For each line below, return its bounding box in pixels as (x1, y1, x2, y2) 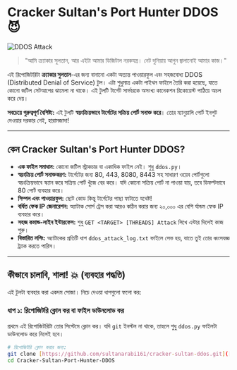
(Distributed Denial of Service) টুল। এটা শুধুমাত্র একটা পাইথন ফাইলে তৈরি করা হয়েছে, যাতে (7, 78, 218, 87)
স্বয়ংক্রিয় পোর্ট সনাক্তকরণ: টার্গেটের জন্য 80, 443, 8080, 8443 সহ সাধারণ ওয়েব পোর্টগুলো (17, 170, 209, 178)
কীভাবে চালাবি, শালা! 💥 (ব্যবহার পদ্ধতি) (7, 269, 126, 281)
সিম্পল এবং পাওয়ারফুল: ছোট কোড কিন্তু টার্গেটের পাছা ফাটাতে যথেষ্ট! (17, 194, 152, 202)
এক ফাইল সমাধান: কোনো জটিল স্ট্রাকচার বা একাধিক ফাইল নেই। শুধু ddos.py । (17, 162, 182, 171)
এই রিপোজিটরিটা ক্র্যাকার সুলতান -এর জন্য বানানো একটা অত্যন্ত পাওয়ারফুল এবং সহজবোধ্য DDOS (7, 70, 203, 78)
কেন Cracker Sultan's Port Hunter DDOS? (7, 144, 186, 156)
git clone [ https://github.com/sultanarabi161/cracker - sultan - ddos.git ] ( (7, 350, 229, 357)
